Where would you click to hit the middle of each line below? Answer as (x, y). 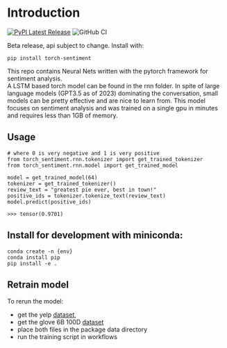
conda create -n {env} (40, 251)
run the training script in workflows (67, 337)
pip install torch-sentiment (49, 58)
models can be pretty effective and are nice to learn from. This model (107, 100)
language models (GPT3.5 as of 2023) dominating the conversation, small (113, 93)
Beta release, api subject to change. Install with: (76, 45)
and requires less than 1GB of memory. (62, 115)
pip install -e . (32, 263)
